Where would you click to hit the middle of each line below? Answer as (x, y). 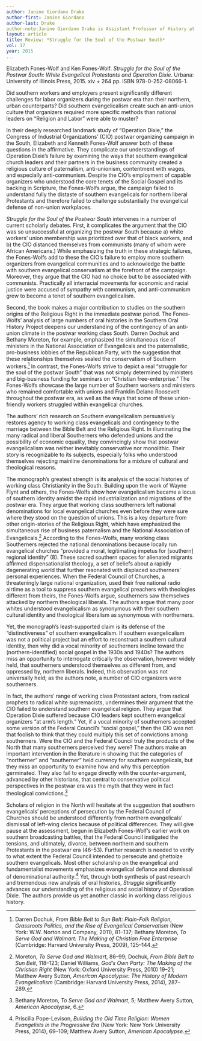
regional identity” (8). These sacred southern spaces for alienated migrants (99, 557)
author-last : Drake (31, 23)
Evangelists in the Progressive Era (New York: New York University (97, 1025)
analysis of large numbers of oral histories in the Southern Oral (101, 320)
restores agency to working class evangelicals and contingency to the (93, 422)
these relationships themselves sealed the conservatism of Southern (91, 358)
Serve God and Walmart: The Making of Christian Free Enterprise (96, 938)
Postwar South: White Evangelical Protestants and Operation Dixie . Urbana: (100, 75)
